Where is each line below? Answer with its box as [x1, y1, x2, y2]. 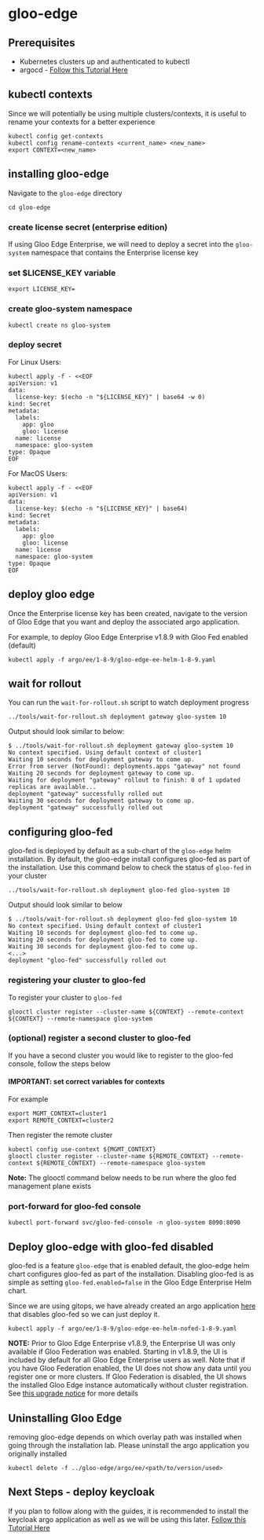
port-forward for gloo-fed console [8, 1201, 141, 1212]
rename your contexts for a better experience [8, 117, 156, 126]
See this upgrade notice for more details [8, 1388, 139, 1399]
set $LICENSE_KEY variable [8, 267, 116, 278]
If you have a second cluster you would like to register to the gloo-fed [8, 1050, 233, 1060]
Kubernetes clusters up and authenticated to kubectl [19, 57, 190, 66]
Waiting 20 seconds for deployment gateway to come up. [8, 769, 195, 778]
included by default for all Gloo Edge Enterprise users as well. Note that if [8, 1355, 246, 1365]
